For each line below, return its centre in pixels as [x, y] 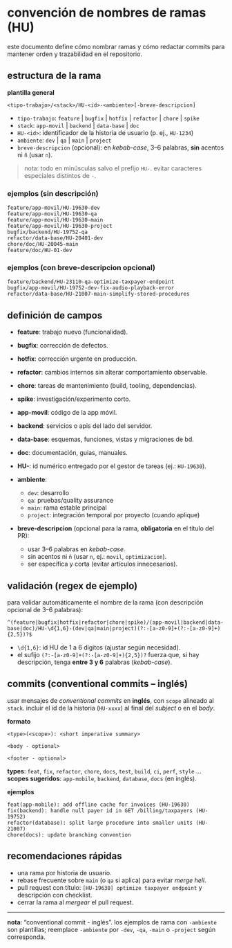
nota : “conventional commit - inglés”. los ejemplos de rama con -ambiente [112, 922]
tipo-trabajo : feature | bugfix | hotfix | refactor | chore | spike [108, 118]
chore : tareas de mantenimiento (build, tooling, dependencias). [107, 386]
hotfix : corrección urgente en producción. [77, 359]
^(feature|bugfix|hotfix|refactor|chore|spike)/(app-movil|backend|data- [116, 622]
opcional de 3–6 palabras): [45, 609]
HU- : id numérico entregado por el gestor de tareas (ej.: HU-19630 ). [112, 466]
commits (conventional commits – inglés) [98, 684]
